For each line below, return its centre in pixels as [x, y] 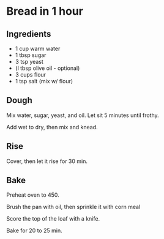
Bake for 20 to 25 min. [34, 230]
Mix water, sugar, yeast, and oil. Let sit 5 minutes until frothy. [83, 115]
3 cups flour [31, 74]
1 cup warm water [38, 48]
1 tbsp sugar [31, 55]
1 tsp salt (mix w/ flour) [44, 81]
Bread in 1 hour [45, 11]
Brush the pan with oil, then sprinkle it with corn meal [73, 207]
